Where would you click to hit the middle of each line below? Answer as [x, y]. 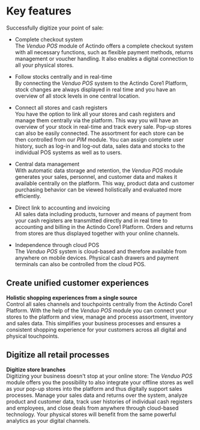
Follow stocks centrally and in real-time [63, 76]
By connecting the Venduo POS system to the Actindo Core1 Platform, [101, 83]
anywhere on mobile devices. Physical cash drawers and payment [97, 258]
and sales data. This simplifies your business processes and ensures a [94, 323]
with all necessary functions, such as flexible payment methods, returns [104, 52]
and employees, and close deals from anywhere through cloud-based [92, 408]
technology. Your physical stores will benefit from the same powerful [91, 414]
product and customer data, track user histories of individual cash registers [99, 401]
